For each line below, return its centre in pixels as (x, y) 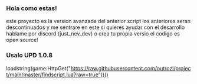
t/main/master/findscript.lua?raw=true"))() (57, 75)
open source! (22, 40)
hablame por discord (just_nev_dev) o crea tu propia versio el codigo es (93, 34)
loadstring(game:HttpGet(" (38, 68)
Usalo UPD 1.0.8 (29, 56)
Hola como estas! (32, 8)
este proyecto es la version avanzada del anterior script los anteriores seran (98, 21)
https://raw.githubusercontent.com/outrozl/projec (131, 68)
